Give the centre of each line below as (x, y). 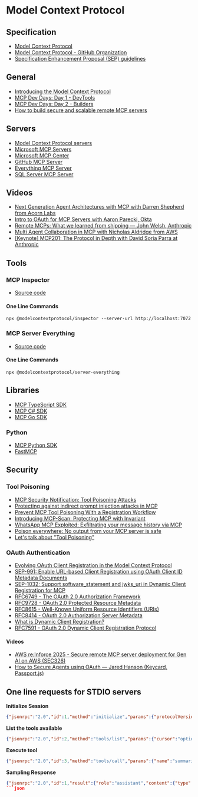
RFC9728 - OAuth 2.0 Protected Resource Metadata (78, 602)
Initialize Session (27, 706)
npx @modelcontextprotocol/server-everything (63, 372)
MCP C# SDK (31, 411)
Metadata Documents (41, 578)
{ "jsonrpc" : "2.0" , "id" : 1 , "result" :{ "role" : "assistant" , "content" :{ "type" (99, 783)
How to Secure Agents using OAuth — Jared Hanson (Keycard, (91, 667)
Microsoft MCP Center (42, 155)
